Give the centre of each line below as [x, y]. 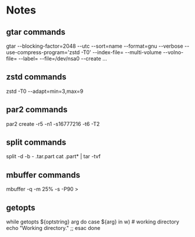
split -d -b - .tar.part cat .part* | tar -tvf [54, 156]
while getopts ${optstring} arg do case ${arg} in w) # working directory [93, 222]
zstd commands [36, 77]
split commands [36, 143]
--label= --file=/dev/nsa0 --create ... [63, 59]
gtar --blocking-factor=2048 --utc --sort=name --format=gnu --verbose [95, 46]
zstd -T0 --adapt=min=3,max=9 [45, 91]
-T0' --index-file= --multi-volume [121, 52]
